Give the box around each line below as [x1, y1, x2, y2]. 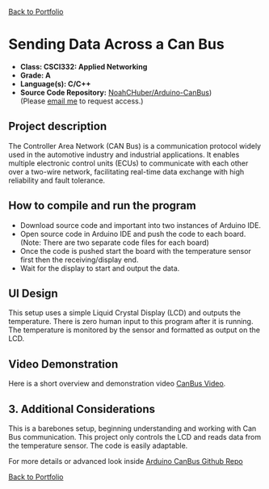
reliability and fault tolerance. [8, 175, 106, 185]
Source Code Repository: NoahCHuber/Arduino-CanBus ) [19, 87, 212, 97]
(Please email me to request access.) [19, 96, 144, 106]
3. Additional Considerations [8, 402, 156, 415]
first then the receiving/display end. [19, 255, 139, 264]
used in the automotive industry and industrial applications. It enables [8, 150, 240, 159]
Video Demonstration [8, 357, 119, 371]
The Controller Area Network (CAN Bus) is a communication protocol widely [8, 141, 261, 150]
